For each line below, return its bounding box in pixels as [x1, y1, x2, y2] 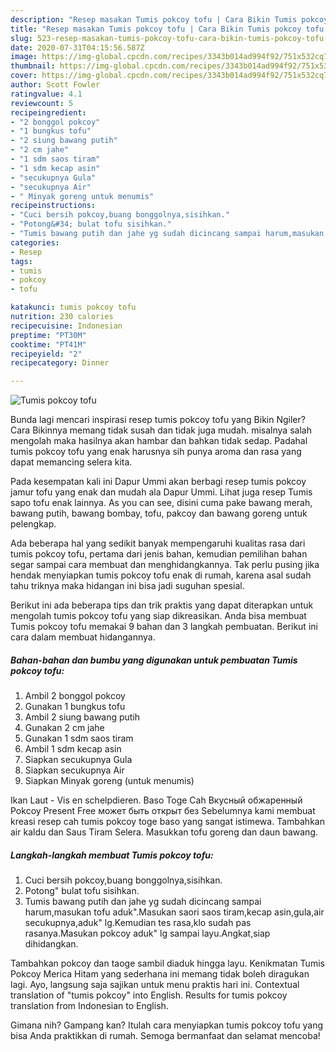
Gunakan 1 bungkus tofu [24, 701, 126, 713]
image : [10, 52, 38, 62]
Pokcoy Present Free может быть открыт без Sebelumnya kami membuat [10, 805, 316, 817]
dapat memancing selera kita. [10, 456, 133, 468]
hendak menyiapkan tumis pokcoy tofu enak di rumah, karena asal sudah [10, 569, 312, 581]
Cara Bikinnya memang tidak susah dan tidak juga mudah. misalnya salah [10, 424, 312, 436]
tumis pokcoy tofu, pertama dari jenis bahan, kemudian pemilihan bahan [10, 548, 308, 560]
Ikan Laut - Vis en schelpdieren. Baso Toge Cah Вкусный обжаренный [10, 794, 303, 806]
